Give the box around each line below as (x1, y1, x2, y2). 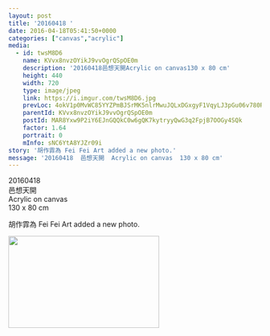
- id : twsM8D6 (15, 49, 63, 57)
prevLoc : (22, 101, 52, 109)
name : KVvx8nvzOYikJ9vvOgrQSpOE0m (22, 57, 138, 65)
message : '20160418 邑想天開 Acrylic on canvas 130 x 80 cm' (8, 154, 223, 162)
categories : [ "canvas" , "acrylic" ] (8, 34, 125, 43)
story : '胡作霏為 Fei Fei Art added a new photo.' (8, 146, 177, 154)
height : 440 (22, 72, 63, 80)
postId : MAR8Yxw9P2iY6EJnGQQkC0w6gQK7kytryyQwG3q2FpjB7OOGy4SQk (22, 117, 243, 125)
